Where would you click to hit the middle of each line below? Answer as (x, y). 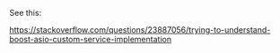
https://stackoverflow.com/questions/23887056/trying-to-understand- (140, 30)
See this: (26, 13)
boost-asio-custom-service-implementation (91, 39)
